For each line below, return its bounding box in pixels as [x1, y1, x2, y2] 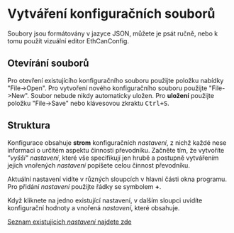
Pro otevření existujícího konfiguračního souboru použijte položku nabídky [7, 76, 224, 85]
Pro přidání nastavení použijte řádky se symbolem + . [7, 182, 162, 190]
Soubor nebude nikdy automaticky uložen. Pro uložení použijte [30, 91, 215, 99]
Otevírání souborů [7, 58, 89, 70]
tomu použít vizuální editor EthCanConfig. [7, 36, 130, 45]
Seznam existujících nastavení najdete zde [7, 217, 132, 226]
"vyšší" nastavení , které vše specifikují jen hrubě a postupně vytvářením [7, 153, 219, 162]
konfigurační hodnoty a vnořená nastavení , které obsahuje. [7, 203, 180, 212]
